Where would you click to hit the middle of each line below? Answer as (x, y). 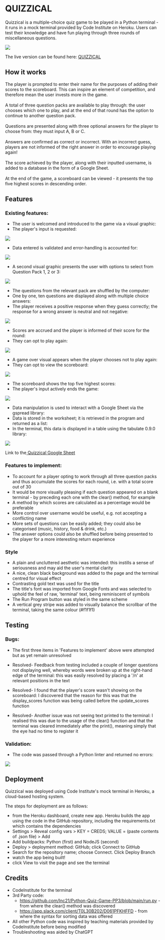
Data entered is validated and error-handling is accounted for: (75, 248)
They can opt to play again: (40, 341)
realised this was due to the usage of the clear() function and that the (82, 721)
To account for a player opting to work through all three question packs (84, 476)
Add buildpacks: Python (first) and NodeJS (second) (66, 841)
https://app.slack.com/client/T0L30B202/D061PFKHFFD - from (83, 911)
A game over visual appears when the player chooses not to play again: (85, 360)
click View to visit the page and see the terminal (61, 863)
